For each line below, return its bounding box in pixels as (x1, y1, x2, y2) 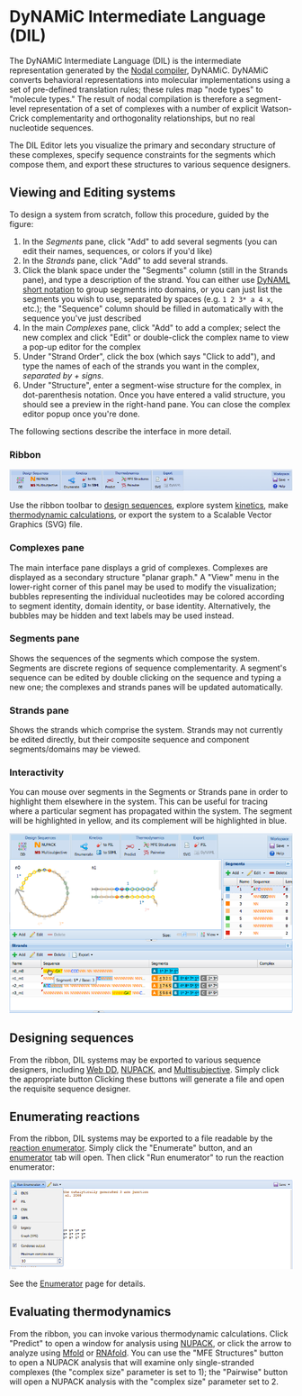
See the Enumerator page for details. (9, 1278, 146, 1289)
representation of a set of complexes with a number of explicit (28, 103, 259, 114)
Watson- (260, 103, 292, 114)
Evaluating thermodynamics (9, 1304, 172, 1319)
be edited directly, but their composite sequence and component (9, 734, 250, 745)
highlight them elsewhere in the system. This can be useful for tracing (9, 796, 268, 807)
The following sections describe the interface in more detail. (9, 425, 232, 436)
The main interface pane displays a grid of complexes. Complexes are (9, 561, 269, 573)
